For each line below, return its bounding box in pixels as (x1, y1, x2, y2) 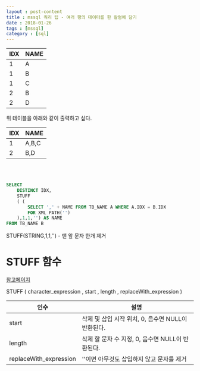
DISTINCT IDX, (17, 188, 52, 194)
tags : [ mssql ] (6, 25, 44, 32)
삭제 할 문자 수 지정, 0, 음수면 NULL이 (82, 335, 182, 343)
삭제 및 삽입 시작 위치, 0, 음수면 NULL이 (82, 315, 187, 323)
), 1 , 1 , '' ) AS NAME (17, 215, 62, 221)
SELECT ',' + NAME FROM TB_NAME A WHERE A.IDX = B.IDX (27, 204, 167, 210)
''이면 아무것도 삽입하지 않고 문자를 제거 (82, 355, 187, 363)
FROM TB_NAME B (6, 221, 44, 227)
